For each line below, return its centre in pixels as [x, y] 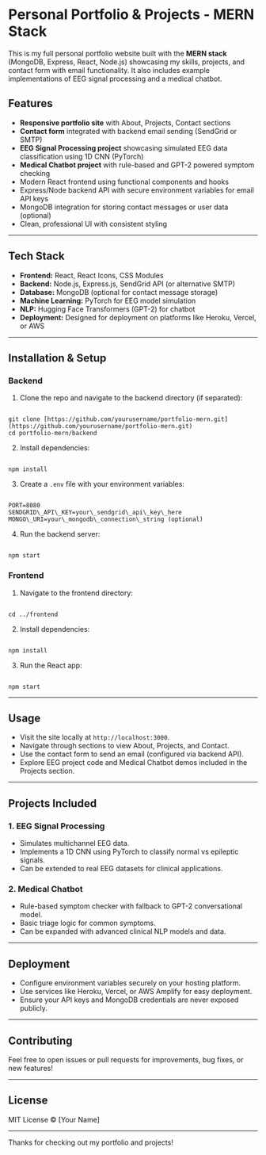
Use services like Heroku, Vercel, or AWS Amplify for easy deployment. [136, 992]
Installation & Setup [57, 358]
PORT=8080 [25, 506]
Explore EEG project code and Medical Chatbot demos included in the [133, 763]
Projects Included [53, 803]
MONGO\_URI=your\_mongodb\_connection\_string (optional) [106, 520]
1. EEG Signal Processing [57, 826]
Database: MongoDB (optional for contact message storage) [119, 292]
